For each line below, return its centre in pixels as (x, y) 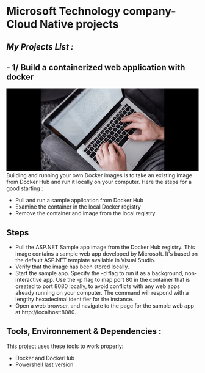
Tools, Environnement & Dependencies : (84, 331)
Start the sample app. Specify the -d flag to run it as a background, (99, 273)
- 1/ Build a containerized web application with (96, 68)
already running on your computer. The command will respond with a (102, 293)
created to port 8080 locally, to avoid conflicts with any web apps (98, 286)
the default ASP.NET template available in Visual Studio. (85, 260)
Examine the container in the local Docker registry (78, 207)
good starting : (25, 188)
